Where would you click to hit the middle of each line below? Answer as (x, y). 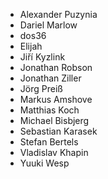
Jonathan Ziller (50, 78)
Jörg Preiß (41, 88)
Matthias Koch (49, 110)
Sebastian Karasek (58, 131)
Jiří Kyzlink (42, 57)
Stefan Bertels (49, 142)
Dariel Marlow (48, 25)
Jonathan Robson (56, 67)
